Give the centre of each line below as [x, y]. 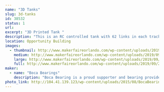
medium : [21, 55]
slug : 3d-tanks [20, 14]
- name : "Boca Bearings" [35, 73]
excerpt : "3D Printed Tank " [35, 32]
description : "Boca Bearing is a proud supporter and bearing [78, 77]
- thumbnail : [23, 50]
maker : [12, 69]
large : [20, 59]
